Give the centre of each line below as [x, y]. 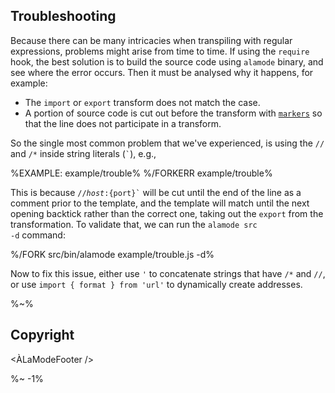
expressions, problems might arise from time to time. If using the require [160, 51]
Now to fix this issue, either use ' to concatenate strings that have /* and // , [168, 273]
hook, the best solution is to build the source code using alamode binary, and [167, 61]
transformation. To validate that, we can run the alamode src [134, 224]
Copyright [42, 335]
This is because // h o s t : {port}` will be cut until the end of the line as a [156, 192]
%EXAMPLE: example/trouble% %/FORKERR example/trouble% [141, 173]
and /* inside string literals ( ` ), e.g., [83, 153]
